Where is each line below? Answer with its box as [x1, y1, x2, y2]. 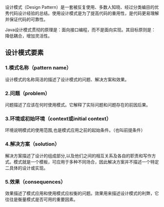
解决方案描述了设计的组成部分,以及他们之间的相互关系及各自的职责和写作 [5, 153, 152, 159]
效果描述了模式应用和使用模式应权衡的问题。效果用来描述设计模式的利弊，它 [5, 190, 159, 196]
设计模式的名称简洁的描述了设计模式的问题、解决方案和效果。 [5, 76, 129, 82]
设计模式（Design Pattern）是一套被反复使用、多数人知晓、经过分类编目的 [5, 4, 155, 10]
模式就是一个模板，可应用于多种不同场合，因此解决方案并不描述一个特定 [13, 159, 159, 165]
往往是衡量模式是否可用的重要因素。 [5, 196, 78, 202]
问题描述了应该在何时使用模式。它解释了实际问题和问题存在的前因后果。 [5, 102, 150, 107]
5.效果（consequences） [5, 178, 66, 185]
